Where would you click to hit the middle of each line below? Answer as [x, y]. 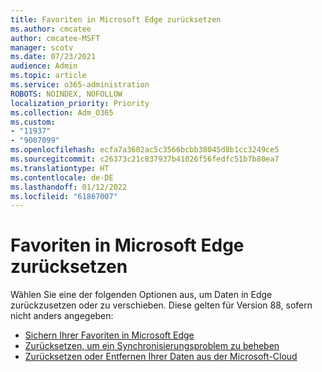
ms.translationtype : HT [60, 168]
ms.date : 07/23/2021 [53, 57]
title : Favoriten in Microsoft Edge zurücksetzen [116, 19]
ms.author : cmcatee [51, 29]
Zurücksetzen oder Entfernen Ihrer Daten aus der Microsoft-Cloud [161, 357]
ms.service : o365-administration [80, 85]
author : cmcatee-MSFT [55, 38]
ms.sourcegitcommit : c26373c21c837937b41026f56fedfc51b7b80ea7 [145, 159]
